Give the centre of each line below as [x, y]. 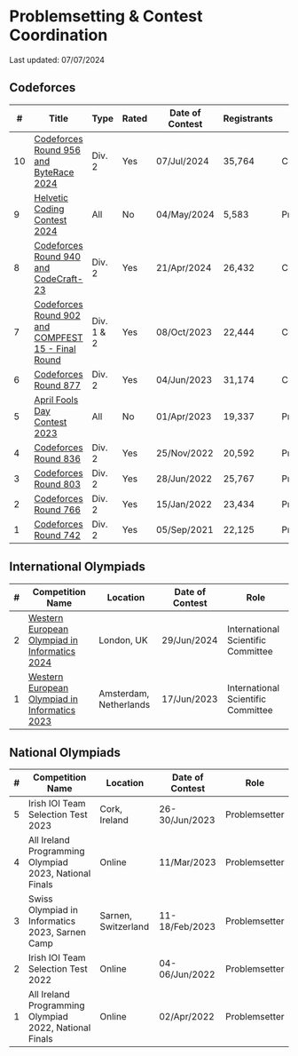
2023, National [59, 874]
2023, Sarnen [57, 933]
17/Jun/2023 [190, 699]
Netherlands [125, 704]
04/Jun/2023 [184, 379]
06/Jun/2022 [187, 974]
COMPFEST [59, 337]
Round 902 [58, 315]
